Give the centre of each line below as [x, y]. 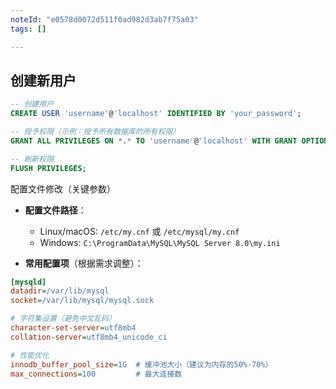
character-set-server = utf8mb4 [73, 328]
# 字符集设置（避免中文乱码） [63, 319]
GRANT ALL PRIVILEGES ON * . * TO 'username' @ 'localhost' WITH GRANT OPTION [169, 141]
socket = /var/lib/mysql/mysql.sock [82, 301]
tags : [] [28, 29]
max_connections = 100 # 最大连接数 [96, 374]
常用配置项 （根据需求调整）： [84, 263]
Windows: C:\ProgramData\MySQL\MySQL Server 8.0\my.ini [160, 242]
